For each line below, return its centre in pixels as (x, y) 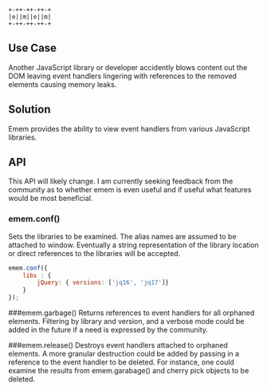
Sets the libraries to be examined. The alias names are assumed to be (122, 236)
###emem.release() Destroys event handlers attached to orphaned (118, 345)
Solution (29, 110)
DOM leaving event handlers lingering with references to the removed (123, 76)
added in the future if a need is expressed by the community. (108, 330)
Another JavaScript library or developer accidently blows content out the (128, 67)
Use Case (33, 48)
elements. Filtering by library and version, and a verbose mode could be (126, 321)
